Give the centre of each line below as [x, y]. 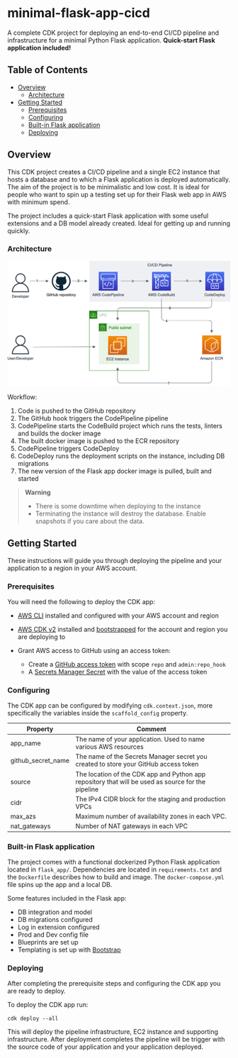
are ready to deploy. [36, 991]
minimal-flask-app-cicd [79, 13]
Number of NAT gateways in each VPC [132, 826]
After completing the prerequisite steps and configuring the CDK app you [114, 984]
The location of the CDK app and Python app [141, 774]
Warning [38, 492]
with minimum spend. [39, 202]
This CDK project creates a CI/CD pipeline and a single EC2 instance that [114, 172]
